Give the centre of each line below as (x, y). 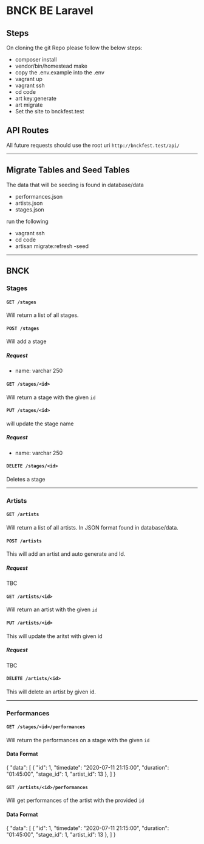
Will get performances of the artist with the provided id (75, 800)
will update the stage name (40, 424)
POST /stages (23, 328)
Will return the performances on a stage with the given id (78, 740)
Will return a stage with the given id (51, 397)
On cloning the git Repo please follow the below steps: (74, 48)
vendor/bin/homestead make (51, 66)
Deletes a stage (26, 479)
